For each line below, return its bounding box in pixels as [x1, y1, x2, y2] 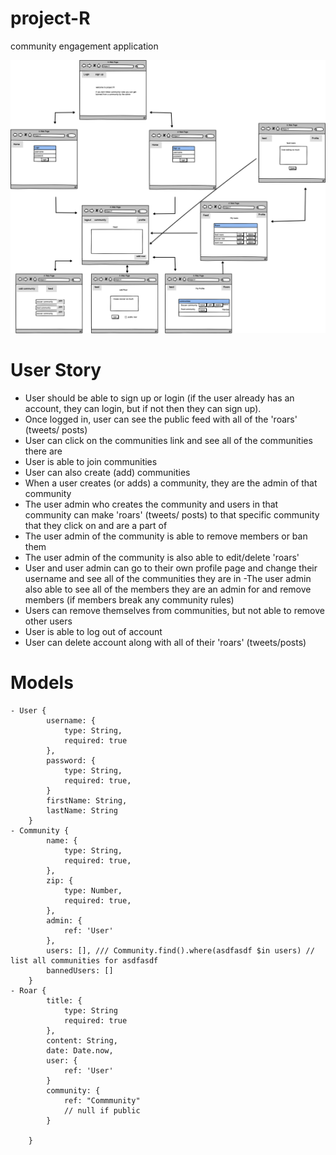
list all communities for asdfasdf [10, 955, 159, 966]
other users [24, 615, 73, 627]
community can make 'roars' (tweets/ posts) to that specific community [24, 508, 320, 521]
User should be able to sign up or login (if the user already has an [24, 392, 295, 404]
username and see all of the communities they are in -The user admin [24, 572, 312, 584]
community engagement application [10, 40, 159, 52]
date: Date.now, [46, 1045, 114, 1056]
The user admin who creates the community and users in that [24, 498, 279, 510]
